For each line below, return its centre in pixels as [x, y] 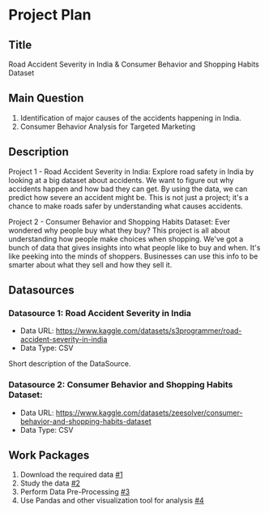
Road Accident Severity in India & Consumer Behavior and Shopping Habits [134, 64]
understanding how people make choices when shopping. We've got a [126, 239]
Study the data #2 [50, 483]
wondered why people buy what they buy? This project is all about [120, 230]
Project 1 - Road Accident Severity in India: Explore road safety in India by [131, 171]
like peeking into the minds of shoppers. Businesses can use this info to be [133, 256]
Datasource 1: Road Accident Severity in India [100, 313]
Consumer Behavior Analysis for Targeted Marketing [108, 126]
